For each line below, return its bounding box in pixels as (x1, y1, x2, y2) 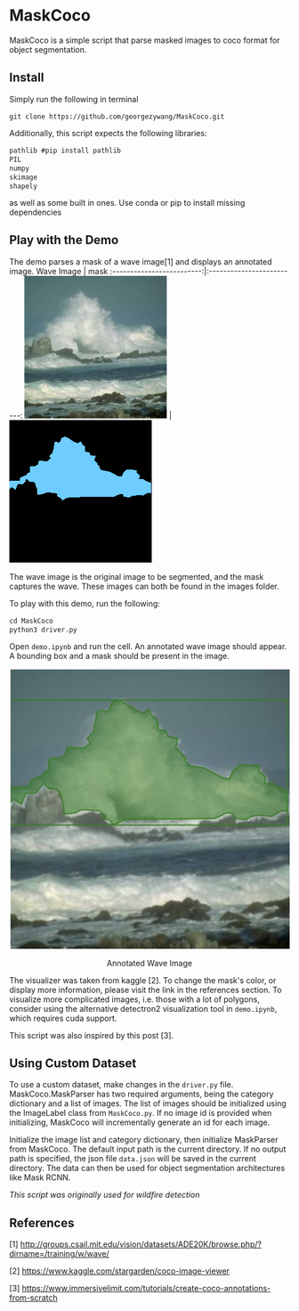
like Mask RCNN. (9, 1172, 71, 1183)
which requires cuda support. (9, 1013, 117, 1023)
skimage (9, 173, 38, 182)
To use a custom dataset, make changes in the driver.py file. (9, 1079, 234, 1090)
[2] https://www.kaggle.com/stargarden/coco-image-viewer (9, 1266, 230, 1276)
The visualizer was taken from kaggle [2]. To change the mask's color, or (9, 974, 277, 985)
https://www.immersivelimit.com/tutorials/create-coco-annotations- (21, 1283, 271, 1294)
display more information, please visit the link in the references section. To (9, 984, 282, 995)
